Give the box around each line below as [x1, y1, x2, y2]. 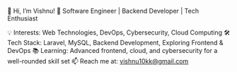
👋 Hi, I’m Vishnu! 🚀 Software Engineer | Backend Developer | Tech [7, 7, 200, 15]
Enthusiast [7, 14, 38, 23]
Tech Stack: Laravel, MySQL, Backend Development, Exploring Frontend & [7, 39, 224, 47]
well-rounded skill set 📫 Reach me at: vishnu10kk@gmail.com [7, 57, 189, 65]
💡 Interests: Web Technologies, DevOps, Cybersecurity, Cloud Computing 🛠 [7, 28, 231, 37]
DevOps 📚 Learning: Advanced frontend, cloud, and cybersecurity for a [7, 47, 218, 54]
